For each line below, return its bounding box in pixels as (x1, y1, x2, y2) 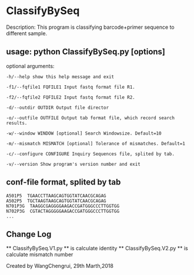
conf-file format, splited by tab (6, 177, 121, 187)
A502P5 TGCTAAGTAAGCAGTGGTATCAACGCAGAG (6, 198, 107, 204)
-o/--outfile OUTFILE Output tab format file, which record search (6, 115, 175, 121)
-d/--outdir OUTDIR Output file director (6, 105, 109, 110)
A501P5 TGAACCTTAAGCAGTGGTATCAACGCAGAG (6, 193, 107, 199)
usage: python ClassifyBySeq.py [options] (6, 47, 166, 57)
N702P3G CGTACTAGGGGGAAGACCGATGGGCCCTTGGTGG (6, 208, 119, 214)
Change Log (6, 229, 52, 239)
